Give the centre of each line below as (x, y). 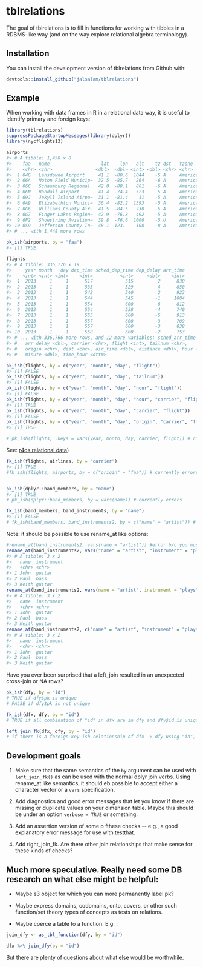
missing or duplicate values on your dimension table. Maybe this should (104, 808)
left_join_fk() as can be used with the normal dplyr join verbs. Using (102, 777)
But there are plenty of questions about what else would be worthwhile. (95, 957)
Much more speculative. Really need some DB (94, 870)
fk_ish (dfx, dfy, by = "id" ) (43, 714)
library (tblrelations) (35, 130)
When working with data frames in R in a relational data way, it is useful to (98, 113)
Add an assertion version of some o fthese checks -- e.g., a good (96, 826)
